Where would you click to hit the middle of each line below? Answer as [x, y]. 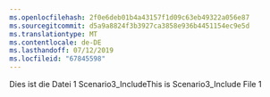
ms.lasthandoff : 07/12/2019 [62, 51]
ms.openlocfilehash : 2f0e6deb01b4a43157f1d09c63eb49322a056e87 [130, 17]
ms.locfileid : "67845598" [57, 59]
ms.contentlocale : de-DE [55, 42]
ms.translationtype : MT [54, 34]
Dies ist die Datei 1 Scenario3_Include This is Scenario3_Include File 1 [135, 84]
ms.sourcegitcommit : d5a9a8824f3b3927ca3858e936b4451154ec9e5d [130, 26]
